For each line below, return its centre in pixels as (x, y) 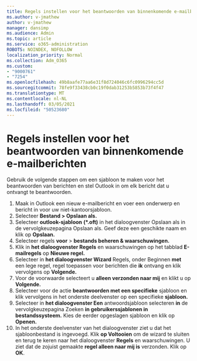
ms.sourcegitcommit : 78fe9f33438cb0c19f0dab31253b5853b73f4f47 (85, 88)
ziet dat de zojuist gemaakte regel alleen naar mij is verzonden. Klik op (101, 347)
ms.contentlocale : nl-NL (37, 98)
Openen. (26, 322)
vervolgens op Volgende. (46, 272)
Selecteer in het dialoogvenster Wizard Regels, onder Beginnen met (98, 260)
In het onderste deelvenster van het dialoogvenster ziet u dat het (93, 328)
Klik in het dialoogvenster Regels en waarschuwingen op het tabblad (99, 247)
